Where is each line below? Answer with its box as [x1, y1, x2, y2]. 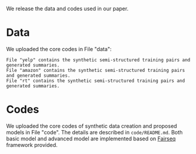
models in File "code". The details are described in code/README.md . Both [6, 128, 183, 136]
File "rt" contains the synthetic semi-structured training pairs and [6, 77, 185, 84]
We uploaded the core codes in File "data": [6, 45, 112, 52]
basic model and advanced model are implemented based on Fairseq [6, 135, 176, 142]
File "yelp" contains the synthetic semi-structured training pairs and [6, 56, 191, 63]
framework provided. [6, 141, 58, 148]
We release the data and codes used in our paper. [6, 5, 129, 12]
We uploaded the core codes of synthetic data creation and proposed [6, 122, 178, 130]
